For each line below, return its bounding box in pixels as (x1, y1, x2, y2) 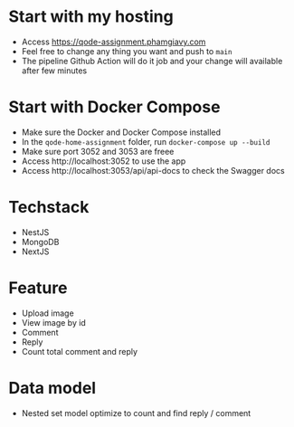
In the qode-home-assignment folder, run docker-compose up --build (21, 136, 270, 147)
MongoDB (21, 236, 60, 247)
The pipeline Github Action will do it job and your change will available (21, 55, 283, 66)
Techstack (8, 197, 90, 218)
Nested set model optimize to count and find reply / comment (21, 407, 251, 418)
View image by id (21, 317, 87, 327)
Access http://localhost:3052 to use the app (21, 156, 186, 166)
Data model (8, 377, 97, 398)
